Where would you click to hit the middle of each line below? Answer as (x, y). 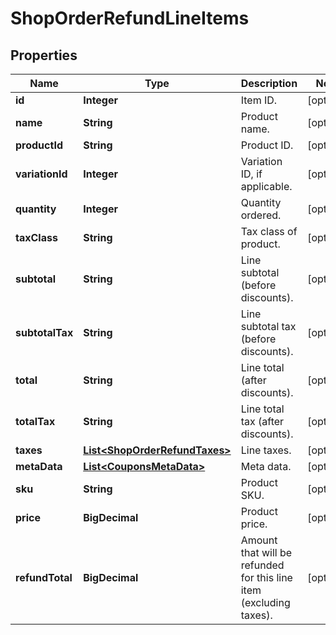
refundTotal (44, 577)
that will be (266, 552)
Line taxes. (266, 450)
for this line (266, 577)
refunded (262, 565)
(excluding (265, 602)
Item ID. (259, 100)
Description (269, 83)
